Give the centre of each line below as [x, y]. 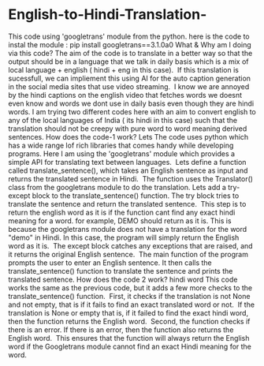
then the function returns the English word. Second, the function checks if [129, 321]
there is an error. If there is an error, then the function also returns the [121, 330]
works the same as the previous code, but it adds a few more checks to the [130, 288]
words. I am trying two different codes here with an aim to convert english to [132, 111]
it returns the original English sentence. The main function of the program [128, 254]
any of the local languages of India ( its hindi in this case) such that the [123, 120]
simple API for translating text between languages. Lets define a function [127, 162]
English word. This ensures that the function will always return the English [129, 338]
